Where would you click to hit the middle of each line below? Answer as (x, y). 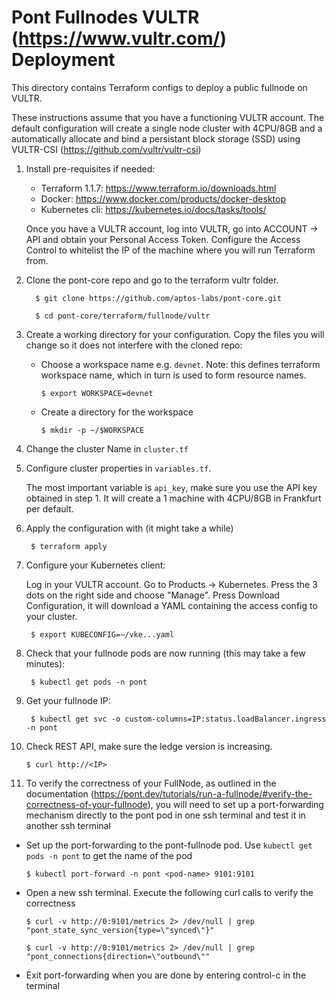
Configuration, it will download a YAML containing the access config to (171, 605)
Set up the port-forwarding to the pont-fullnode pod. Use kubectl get (169, 845)
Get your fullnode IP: (68, 700)
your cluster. (51, 616)
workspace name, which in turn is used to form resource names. (173, 375)
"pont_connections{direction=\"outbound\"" (118, 956)
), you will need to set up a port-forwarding (235, 804)
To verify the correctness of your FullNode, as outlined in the (151, 783)
